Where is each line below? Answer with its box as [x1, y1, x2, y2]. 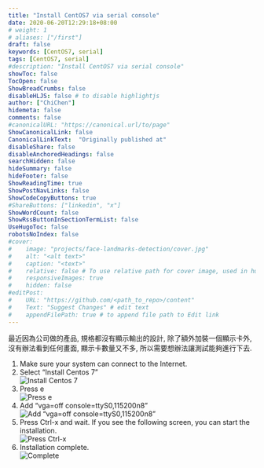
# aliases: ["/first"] [8, 33, 82, 42]
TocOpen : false [8, 77, 58, 85]
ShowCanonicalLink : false [8, 128, 93, 136]
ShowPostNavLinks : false [8, 186, 90, 195]
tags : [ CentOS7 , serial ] [8, 56, 90, 64]
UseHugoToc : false [8, 223, 68, 232]
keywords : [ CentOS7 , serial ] [8, 48, 104, 56]
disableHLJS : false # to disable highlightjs [8, 92, 159, 100]
